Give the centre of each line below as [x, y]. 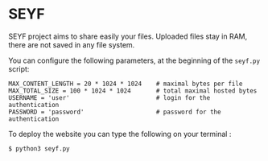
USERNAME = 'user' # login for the [109, 97]
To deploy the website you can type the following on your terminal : [120, 134]
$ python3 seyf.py [39, 149]
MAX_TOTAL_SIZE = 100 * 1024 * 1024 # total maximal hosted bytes [133, 91]
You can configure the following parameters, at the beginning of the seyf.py [134, 60]
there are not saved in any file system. [72, 44]
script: [19, 68]
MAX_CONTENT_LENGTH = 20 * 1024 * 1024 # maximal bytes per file [126, 84]
